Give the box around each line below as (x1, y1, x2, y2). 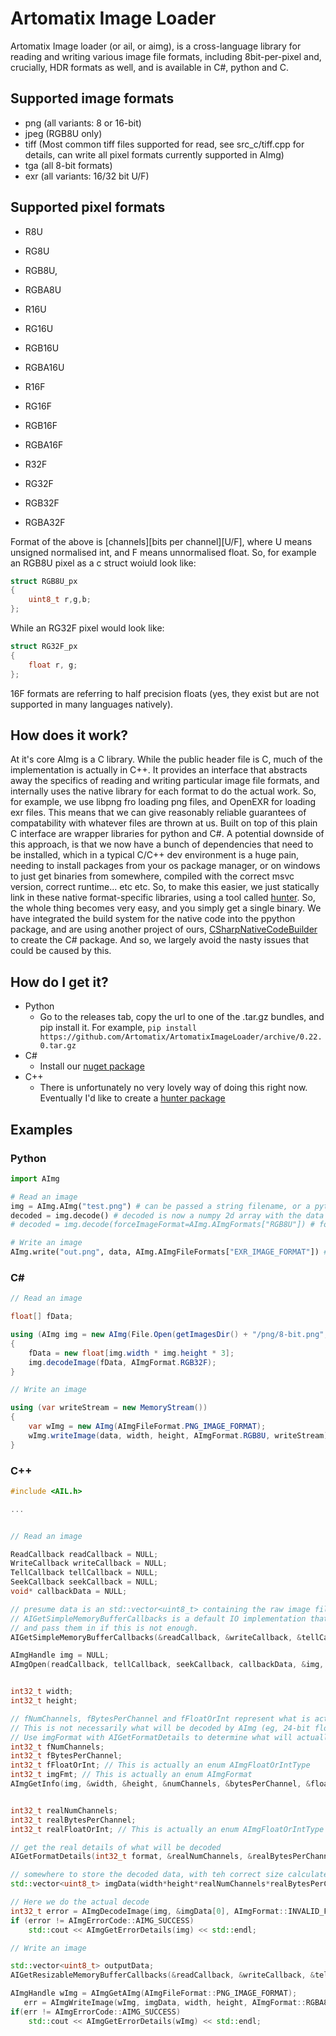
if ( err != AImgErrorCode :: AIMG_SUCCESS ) (10, 2007, 182, 2017)
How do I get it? (10, 973, 109, 991)
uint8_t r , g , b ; (28, 595, 92, 605)
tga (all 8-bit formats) (24, 159, 113, 171)
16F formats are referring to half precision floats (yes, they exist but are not (10, 687, 320, 699)
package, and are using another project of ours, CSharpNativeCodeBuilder (10, 923, 318, 936)
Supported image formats (10, 90, 175, 107)
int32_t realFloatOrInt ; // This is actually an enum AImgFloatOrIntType (10, 1824, 325, 1834)
